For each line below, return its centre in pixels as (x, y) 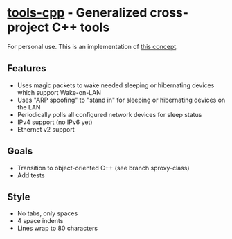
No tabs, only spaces (47, 213)
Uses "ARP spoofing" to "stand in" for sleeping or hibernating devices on (121, 100)
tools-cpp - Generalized (77, 13)
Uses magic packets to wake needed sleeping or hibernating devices (116, 85)
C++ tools (81, 27)
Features (27, 68)
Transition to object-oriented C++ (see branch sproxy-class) (103, 168)
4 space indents (40, 221)
